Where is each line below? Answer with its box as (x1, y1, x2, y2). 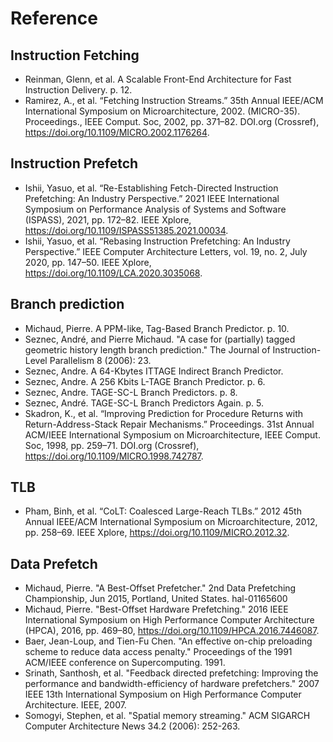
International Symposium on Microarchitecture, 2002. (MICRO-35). (24, 105, 301, 117)
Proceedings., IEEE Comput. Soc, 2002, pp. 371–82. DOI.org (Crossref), (24, 116, 320, 127)
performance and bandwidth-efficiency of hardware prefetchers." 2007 (24, 678, 320, 690)
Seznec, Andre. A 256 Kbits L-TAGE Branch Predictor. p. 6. (24, 375, 266, 387)
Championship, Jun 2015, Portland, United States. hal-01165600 (24, 593, 288, 605)
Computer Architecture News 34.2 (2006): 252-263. (24, 720, 241, 732)
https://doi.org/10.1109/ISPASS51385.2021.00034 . (24, 224, 229, 236)
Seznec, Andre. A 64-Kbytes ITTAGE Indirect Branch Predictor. (24, 365, 284, 377)
